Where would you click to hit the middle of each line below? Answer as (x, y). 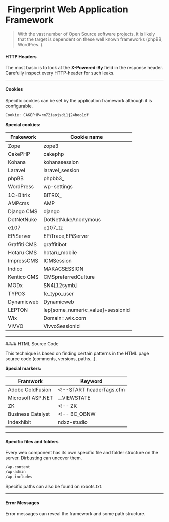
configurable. (19, 106)
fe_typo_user (59, 294)
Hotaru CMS (22, 253)
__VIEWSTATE (74, 398)
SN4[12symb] (60, 286)
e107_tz (53, 228)
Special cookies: (23, 125)
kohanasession (61, 162)
